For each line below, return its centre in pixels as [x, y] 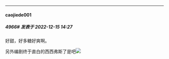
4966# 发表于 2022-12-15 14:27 [39, 27]
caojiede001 [18, 15]
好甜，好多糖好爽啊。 [27, 40]
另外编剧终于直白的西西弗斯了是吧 [40, 51]
